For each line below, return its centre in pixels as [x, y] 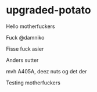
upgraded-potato [48, 10]
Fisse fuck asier [25, 49]
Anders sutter [22, 60]
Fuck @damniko [25, 37]
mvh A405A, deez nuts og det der [46, 71]
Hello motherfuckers [30, 26]
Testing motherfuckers [33, 83]
